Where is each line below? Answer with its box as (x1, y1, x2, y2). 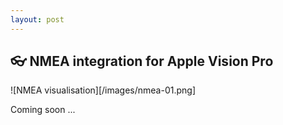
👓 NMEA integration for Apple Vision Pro (10, 53, 274, 70)
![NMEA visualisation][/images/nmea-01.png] (10, 84, 196, 96)
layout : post (10, 14, 65, 25)
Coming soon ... (10, 104, 76, 116)
